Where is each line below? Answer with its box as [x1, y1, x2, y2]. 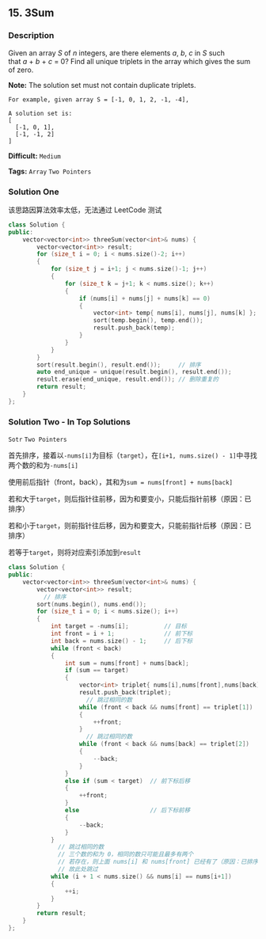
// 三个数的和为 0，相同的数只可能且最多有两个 [58, 850, 194, 858]
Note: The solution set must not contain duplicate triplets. [8, 80, 196, 89]
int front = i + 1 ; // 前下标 [50, 629, 193, 638]
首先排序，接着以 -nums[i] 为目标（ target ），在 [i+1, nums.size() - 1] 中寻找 [8, 450, 257, 460]
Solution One [8, 186, 59, 197]
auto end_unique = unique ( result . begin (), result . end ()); [36, 368, 232, 376]
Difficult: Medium [8, 150, 62, 161]
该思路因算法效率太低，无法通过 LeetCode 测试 [8, 205, 162, 215]
